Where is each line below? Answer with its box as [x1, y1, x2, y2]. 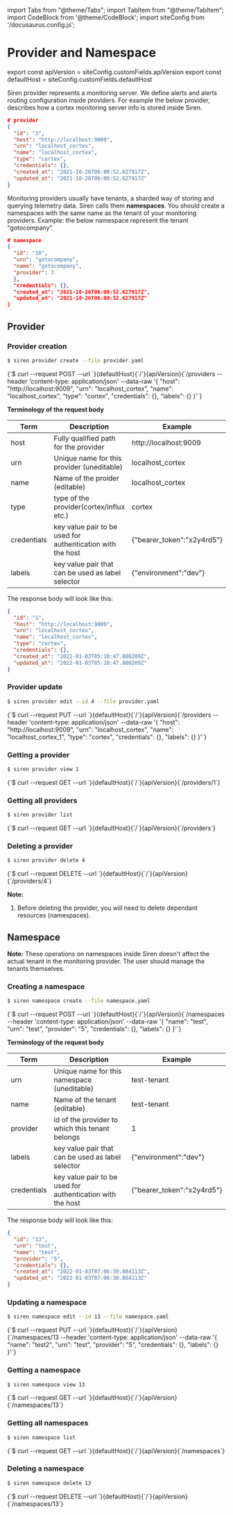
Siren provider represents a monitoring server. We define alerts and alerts [7, 88, 217, 96]
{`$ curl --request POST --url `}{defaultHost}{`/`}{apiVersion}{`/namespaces [7, 1010, 225, 1019]
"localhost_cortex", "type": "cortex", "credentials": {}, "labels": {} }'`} [7, 391, 202, 400]
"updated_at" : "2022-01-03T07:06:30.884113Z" [13, 1275, 148, 1282]
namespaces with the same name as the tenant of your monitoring [7, 208, 197, 217]
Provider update [7, 682, 63, 692]
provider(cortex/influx [53, 502, 126, 511]
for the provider [53, 442, 105, 452]
